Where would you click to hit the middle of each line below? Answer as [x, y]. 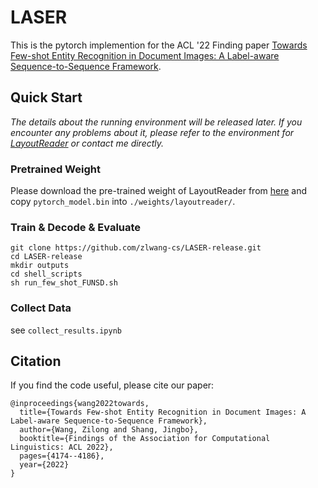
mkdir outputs [40, 266]
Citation [36, 361]
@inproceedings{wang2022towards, [80, 404]
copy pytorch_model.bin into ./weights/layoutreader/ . [123, 202]
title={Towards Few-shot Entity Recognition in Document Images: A [163, 412]
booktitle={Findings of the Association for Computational [145, 439]
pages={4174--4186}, [62, 456]
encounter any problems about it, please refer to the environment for [152, 132]
